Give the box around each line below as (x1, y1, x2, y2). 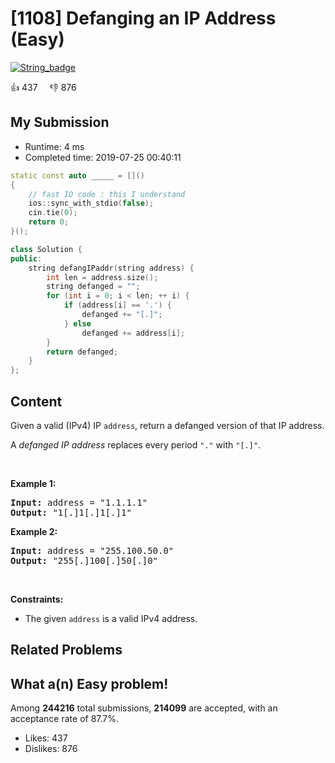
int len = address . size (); (46, 272, 159, 282)
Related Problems (10, 642, 123, 659)
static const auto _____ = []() (10, 170, 145, 181)
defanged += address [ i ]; (81, 328, 186, 338)
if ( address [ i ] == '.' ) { (63, 300, 172, 311)
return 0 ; (28, 217, 70, 227)
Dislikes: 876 (24, 743, 78, 755)
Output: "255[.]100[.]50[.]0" (10, 555, 159, 566)
